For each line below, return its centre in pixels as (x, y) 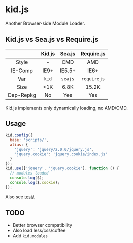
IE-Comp (22, 71)
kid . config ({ (19, 135)
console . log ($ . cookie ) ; (35, 183)
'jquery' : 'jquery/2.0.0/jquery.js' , (54, 150)
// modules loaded (29, 173)
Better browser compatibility (42, 225)
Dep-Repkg (22, 95)
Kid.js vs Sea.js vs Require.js (52, 39)
